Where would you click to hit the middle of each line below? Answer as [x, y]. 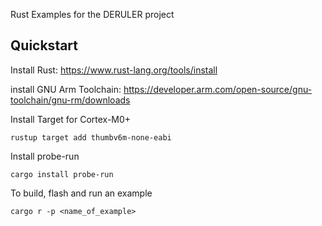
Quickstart [44, 45]
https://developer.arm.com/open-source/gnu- [218, 89]
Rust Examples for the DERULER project [92, 14]
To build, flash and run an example [81, 193]
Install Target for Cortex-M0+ [71, 119]
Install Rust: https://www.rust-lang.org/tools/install [114, 70]
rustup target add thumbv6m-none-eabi [91, 137]
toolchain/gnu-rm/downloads [70, 100]
